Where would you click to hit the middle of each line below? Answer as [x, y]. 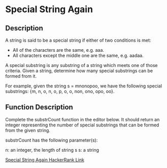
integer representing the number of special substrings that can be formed [82, 125]
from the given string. [28, 130]
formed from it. [21, 76]
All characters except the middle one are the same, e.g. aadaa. [78, 55]
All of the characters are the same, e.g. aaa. [58, 50]
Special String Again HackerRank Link [45, 160]
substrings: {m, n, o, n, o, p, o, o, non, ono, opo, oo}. [60, 91]
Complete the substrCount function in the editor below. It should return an [82, 119]
